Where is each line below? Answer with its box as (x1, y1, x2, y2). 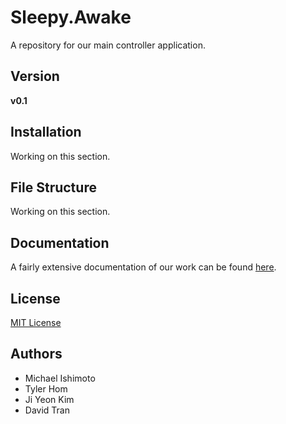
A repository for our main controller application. (10, 39, 206, 51)
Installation (10, 124, 82, 141)
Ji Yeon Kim (24, 393, 75, 405)
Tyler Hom (24, 382, 68, 395)
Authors (10, 346, 63, 363)
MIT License (10, 317, 62, 328)
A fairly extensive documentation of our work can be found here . (10, 261, 277, 273)
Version (10, 68, 60, 85)
